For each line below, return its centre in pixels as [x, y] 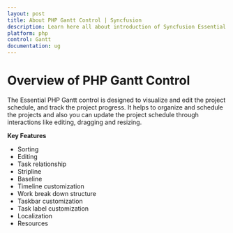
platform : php [28, 33]
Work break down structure [57, 193]
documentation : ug [34, 46]
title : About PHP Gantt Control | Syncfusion [74, 20]
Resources [33, 223]
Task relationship [42, 164]
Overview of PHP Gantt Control [99, 81]
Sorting [28, 149]
